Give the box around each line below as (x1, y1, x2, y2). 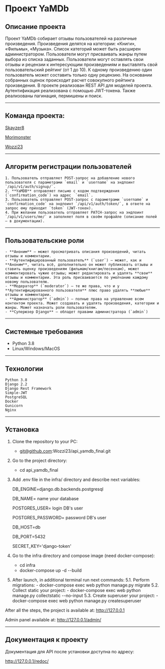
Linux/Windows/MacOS (12, 346, 60, 351)
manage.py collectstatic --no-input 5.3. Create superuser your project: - (12, 592, 159, 598)
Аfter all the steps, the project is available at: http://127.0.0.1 (5, 607, 125, 613)
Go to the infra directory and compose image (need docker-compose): (12, 553, 155, 559)
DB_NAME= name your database (12, 495, 79, 501)
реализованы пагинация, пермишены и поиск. (5, 93, 103, 99)
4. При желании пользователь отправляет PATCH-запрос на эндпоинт (5, 210, 144, 215)
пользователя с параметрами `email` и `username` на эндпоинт (5, 180, 135, 185)
